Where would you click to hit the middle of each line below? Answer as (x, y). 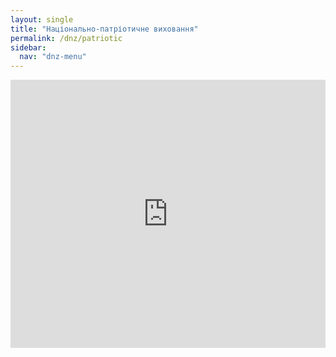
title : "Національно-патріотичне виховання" (104, 29)
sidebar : (28, 47)
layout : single (42, 19)
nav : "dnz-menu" (53, 57)
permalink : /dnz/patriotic (66, 38)
